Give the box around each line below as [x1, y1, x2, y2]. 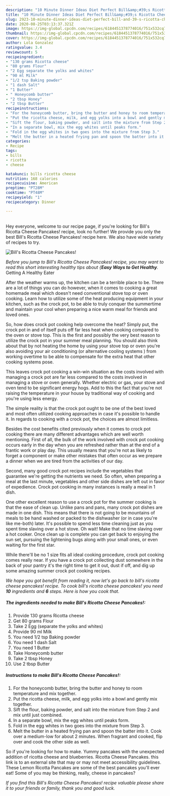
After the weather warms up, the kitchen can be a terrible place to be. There [6, 279, 164, 285]
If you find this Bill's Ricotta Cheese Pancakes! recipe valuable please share [6, 779, 164, 785]
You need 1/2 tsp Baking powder [13, 634, 81, 640]
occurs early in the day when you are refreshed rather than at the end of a [6, 442, 160, 448]
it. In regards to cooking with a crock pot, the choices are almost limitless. [6, 416, 159, 422]
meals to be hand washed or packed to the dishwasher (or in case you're [6, 515, 158, 521]
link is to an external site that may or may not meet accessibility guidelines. [6, 759, 161, 765]
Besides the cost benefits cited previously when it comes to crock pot [6, 426, 151, 432]
